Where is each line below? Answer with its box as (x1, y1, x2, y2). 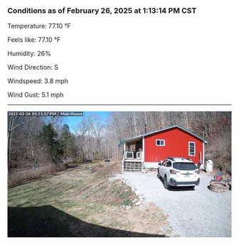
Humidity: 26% (7, 49, 51, 58)
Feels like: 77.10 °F (7, 36, 61, 44)
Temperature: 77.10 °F (7, 22, 71, 31)
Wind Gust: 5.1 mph (7, 91, 64, 99)
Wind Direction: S (7, 63, 59, 72)
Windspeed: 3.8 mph (7, 77, 69, 85)
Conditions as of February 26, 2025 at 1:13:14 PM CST (7, 6, 197, 16)
